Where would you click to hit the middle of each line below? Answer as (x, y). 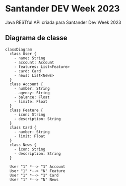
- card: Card (28, 71)
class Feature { (26, 110)
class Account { (26, 84)
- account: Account (34, 62)
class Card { (23, 127)
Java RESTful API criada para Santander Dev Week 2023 (63, 22)
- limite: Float (31, 101)
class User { (23, 54)
